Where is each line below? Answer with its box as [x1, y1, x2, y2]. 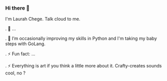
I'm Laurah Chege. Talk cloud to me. [5, 16, 81, 22]
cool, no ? [5, 70, 26, 76]
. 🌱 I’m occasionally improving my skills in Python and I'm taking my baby [5, 35, 157, 42]
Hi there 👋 [5, 5, 30, 12]
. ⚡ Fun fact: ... [5, 51, 35, 57]
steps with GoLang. [5, 41, 46, 47]
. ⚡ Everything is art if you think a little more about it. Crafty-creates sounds [5, 63, 162, 69]
